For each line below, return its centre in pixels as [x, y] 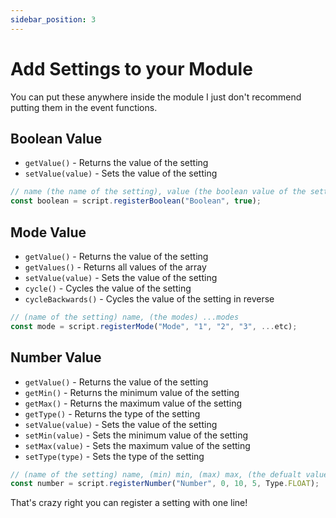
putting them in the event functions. [84, 107]
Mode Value [48, 232]
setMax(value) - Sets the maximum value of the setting [137, 445]
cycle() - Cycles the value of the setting [108, 288]
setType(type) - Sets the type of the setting [114, 456]
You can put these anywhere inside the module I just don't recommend [156, 97]
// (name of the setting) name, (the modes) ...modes [125, 317]
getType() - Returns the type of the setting [112, 413]
